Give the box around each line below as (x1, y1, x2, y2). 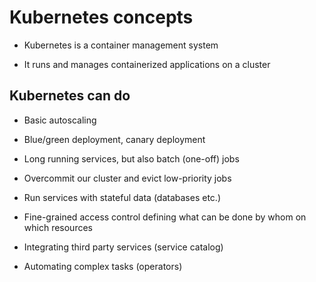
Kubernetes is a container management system (23, 39, 219, 51)
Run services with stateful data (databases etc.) (23, 191, 221, 203)
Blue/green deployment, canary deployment (23, 133, 206, 145)
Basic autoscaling (23, 114, 97, 126)
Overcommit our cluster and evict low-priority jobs (23, 172, 232, 184)
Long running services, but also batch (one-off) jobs (23, 152, 240, 165)
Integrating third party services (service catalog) (23, 241, 224, 253)
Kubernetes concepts (9, 6, 194, 29)
